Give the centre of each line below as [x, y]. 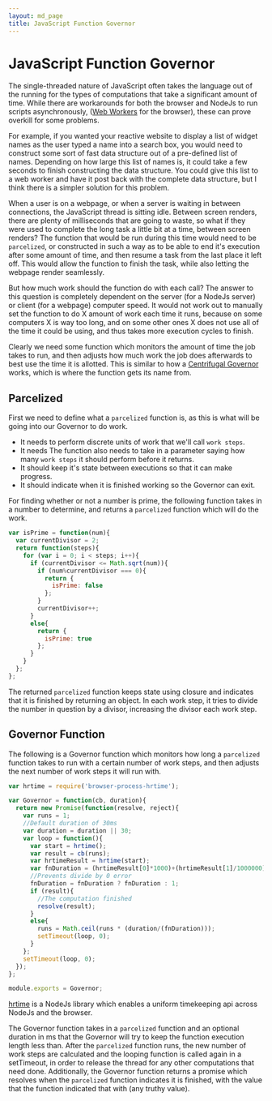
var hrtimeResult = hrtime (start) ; [90, 861]
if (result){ [52, 891]
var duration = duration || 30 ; [77, 831]
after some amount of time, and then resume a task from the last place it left [135, 255]
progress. [36, 477]
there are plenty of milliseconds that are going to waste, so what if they [127, 221]
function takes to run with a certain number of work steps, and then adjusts [134, 762]
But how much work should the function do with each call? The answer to [131, 288]
